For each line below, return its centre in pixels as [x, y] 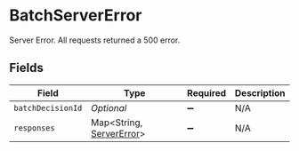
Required [206, 92]
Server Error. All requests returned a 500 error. [95, 40]
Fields [27, 68]
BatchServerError [76, 16]
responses [34, 128]
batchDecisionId [48, 108]
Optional [109, 107]
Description [260, 92]
